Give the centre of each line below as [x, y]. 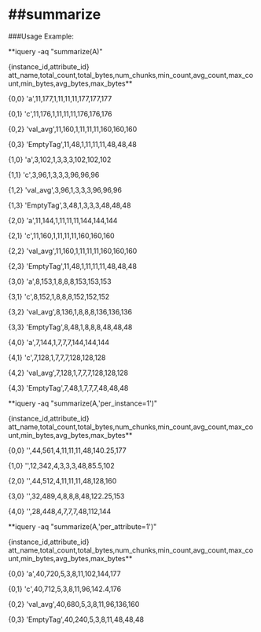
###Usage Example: [41, 36]
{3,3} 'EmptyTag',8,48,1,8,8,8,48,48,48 [70, 327]
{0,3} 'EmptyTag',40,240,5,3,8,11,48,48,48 [76, 619]
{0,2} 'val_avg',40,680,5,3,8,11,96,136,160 [74, 604]
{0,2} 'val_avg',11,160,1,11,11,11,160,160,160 [73, 129]
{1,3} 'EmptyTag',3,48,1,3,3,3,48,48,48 [70, 205]
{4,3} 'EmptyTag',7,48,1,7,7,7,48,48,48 [68, 388]
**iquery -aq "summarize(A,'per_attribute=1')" [83, 526]
